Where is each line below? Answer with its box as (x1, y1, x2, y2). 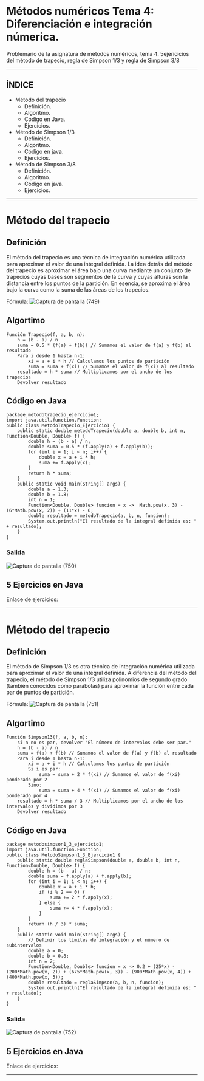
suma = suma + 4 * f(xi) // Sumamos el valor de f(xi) (38, 788, 181, 794)
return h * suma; (28, 470, 72, 476)
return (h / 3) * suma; (28, 921, 88, 927)
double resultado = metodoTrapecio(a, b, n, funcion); (28, 513, 170, 519)
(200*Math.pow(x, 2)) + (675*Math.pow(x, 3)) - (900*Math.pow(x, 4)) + (6, 969, 191, 975)
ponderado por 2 (6, 777, 47, 783)
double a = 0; (28, 948, 64, 954)
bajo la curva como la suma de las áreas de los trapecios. (6, 286, 150, 293)
